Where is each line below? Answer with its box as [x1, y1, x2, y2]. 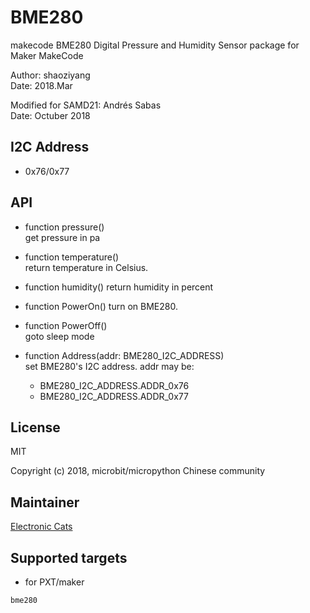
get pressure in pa [24, 231, 101, 243]
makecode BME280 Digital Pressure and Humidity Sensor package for [10, 39, 300, 51]
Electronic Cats [10, 521, 73, 533]
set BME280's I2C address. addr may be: [24, 360, 195, 372]
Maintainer [10, 494, 80, 511]
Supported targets [10, 549, 128, 566]
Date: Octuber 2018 [10, 109, 91, 121]
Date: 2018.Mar [10, 79, 73, 91]
